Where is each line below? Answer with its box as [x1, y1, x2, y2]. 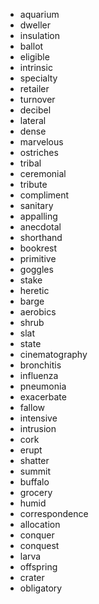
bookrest [19, 242, 58, 254]
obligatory [19, 582, 63, 594]
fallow [19, 402, 46, 413]
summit [19, 465, 51, 477]
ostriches [19, 147, 59, 158]
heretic [19, 285, 50, 296]
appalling [19, 210, 58, 222]
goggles [19, 264, 54, 275]
